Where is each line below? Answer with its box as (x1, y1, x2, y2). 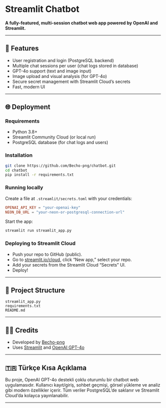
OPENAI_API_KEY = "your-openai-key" (5, 205, 81, 210)
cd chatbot (5, 168, 28, 173)
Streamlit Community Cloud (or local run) (12, 134, 96, 140)
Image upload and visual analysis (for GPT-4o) (12, 73, 107, 79)
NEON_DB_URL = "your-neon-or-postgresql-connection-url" (5, 209, 125, 214)
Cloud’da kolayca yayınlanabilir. (5, 393, 69, 399)
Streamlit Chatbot (5, 3, 80, 15)
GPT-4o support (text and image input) (12, 68, 92, 74)
